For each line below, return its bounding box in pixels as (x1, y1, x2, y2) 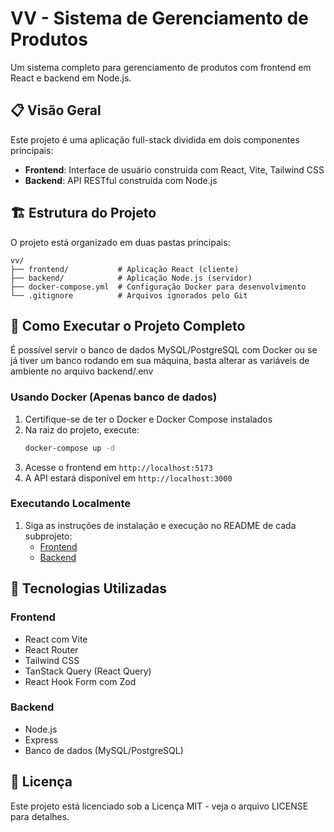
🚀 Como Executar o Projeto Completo (10, 317, 246, 334)
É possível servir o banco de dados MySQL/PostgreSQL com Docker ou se (10, 344, 318, 356)
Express (24, 733, 59, 746)
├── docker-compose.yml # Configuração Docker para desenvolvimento (10, 282, 307, 292)
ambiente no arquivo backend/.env (10, 365, 154, 377)
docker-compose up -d (24, 443, 115, 453)
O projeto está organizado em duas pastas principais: (10, 236, 231, 248)
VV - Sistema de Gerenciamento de (10, 7, 309, 30)
